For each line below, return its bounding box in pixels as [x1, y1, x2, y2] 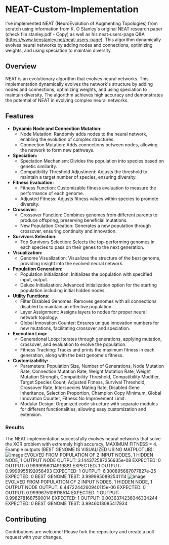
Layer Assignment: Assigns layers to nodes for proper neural [20, 309, 147, 315]
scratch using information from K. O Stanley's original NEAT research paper [5, 25, 163, 31]
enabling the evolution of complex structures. [20, 136, 115, 142]
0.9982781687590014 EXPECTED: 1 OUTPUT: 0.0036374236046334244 [5, 495, 158, 501]
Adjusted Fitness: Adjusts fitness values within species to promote [20, 196, 158, 202]
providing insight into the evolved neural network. [20, 260, 124, 266]
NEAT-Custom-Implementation [5, 4, 139, 15]
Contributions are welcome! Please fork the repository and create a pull [5, 528, 154, 534]
